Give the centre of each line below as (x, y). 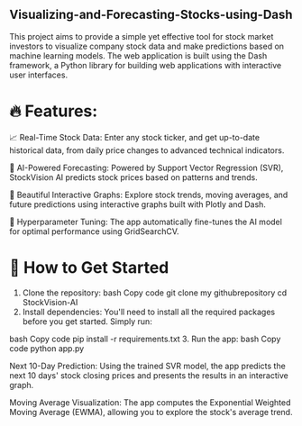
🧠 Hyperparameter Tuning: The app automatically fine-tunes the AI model (146, 222)
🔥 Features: (54, 111)
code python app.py (47, 348)
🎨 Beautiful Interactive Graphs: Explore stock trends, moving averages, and (149, 195)
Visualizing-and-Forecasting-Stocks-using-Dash (151, 15)
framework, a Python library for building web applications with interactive (146, 65)
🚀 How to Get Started (89, 267)
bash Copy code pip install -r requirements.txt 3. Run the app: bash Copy (145, 339)
